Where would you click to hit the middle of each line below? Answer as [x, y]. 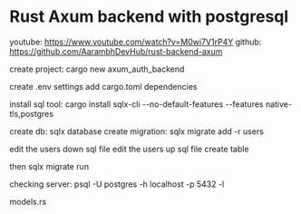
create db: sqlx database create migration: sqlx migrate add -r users [137, 131]
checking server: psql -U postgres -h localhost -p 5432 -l [117, 184]
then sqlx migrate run [49, 166]
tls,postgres [32, 113]
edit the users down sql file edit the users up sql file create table [129, 149]
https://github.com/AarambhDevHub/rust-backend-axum [116, 51]
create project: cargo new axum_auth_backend [97, 69]
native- [279, 104]
